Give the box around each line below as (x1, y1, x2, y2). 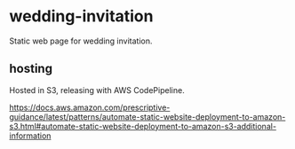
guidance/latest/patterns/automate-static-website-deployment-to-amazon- (9, 111, 286, 122)
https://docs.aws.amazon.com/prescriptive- (9, 102, 171, 113)
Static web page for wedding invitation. (9, 35, 153, 46)
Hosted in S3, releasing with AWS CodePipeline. (9, 84, 185, 95)
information (9, 130, 52, 141)
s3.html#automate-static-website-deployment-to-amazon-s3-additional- (9, 121, 277, 131)
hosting (9, 61, 53, 76)
